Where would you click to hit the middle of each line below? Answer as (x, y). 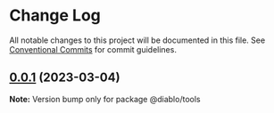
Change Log (55, 16)
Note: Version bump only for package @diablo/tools (105, 99)
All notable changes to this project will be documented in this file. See (137, 40)
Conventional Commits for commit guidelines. (93, 49)
